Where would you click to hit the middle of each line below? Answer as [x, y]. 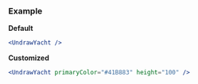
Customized [29, 58]
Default [21, 29]
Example [25, 11]
